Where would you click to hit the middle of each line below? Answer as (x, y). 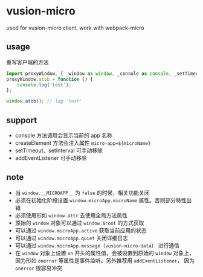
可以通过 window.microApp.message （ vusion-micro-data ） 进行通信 (97, 245)
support (22, 120)
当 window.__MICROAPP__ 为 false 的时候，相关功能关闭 (82, 193)
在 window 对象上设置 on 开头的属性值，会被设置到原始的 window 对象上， (105, 253)
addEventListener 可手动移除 (51, 158)
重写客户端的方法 (27, 62)
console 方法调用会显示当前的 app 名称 (64, 135)
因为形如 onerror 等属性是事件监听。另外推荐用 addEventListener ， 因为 (105, 260)
